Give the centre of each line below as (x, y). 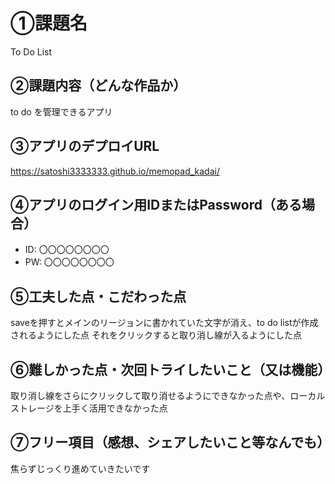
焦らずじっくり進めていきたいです (80, 468)
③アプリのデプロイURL (85, 146)
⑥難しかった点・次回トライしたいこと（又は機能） (171, 369)
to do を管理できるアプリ (61, 111)
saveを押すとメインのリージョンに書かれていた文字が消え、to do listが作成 (164, 323)
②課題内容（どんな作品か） (98, 85)
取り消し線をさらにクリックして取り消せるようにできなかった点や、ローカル (168, 395)
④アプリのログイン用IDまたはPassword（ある (156, 204)
